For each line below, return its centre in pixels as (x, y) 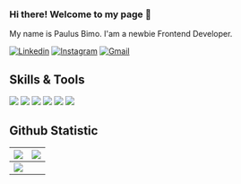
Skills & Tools (47, 79)
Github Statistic (54, 131)
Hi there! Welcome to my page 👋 (81, 14)
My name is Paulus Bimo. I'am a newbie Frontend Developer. (121, 34)
